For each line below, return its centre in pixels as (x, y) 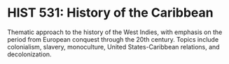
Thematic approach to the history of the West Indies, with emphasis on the (115, 32)
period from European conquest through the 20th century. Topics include (113, 39)
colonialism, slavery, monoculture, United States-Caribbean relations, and (113, 47)
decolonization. (29, 54)
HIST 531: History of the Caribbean (110, 13)
